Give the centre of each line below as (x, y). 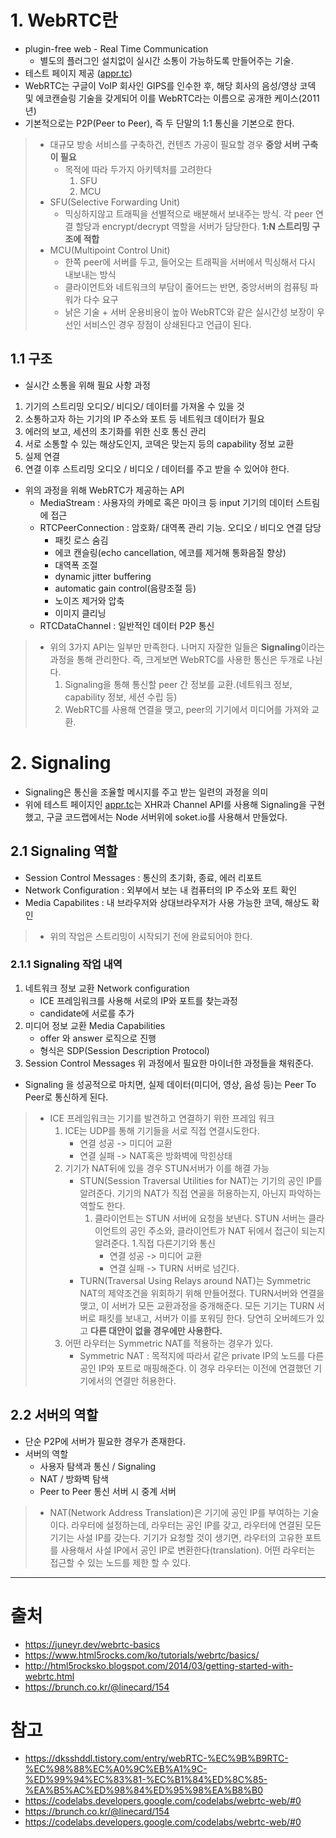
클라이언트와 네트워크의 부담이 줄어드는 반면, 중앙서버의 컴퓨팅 (186, 287)
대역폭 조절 (76, 565)
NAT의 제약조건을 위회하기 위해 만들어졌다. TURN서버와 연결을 (202, 1293)
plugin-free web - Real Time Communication (116, 48)
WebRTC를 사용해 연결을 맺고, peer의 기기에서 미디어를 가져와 (187, 709)
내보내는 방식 (90, 274)
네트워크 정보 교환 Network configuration (107, 988)
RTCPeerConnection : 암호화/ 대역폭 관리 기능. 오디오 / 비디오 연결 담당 (180, 527)
